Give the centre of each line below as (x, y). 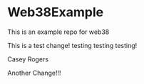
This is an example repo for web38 (58, 32)
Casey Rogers (28, 59)
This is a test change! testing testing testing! (72, 45)
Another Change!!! (35, 73)
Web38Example (56, 12)
